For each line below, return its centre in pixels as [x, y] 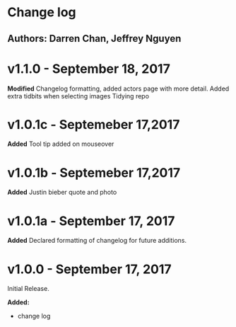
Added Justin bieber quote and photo [62, 193]
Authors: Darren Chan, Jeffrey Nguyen [94, 39]
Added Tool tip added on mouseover [61, 144]
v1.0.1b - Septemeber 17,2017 [94, 172]
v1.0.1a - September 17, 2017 [91, 221]
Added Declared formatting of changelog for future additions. [97, 241]
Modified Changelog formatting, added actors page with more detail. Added [118, 88]
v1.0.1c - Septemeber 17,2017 [94, 124]
